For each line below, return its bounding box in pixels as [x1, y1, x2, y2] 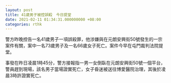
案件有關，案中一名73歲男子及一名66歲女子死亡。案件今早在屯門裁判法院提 [5, 43, 163, 49]
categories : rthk [5, 21, 42, 27]
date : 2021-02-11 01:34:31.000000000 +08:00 [5, 17, 101, 22]
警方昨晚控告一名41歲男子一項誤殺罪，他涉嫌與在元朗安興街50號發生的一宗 [5, 36, 163, 42]
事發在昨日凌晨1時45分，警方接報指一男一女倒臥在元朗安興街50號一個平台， [5, 60, 165, 66]
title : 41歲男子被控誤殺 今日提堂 [5, 12, 72, 17]
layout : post [5, 7, 33, 13]
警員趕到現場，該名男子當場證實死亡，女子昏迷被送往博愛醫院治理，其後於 [5, 66, 161, 72]
